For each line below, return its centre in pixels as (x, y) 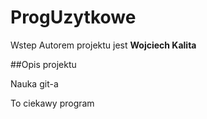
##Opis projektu (43, 64)
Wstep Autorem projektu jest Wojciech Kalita (103, 45)
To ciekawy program (52, 103)
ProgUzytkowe (73, 17)
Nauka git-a (34, 83)
